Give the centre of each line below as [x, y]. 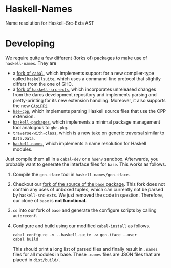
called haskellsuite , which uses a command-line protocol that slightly [87, 78]
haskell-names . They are [31, 63]
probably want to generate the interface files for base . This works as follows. [86, 164]
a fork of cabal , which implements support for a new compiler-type [83, 73]
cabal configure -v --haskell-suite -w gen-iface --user [75, 235]
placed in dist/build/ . [36, 260]
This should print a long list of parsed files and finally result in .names [85, 249]
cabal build [25, 239]
